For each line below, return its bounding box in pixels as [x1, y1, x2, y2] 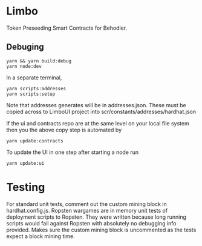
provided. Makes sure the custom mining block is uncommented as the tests [6, 226, 197, 233]
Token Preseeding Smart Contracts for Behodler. [6, 24, 128, 32]
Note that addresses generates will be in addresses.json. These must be [6, 101, 186, 108]
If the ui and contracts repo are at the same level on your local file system [6, 119, 189, 127]
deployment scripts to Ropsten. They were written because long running [6, 213, 186, 221]
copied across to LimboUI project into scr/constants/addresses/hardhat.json [6, 108, 197, 115]
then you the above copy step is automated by [6, 126, 122, 133]
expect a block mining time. [6, 232, 76, 240]
